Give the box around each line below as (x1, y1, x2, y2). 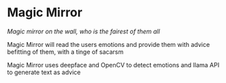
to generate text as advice (7, 68, 81, 76)
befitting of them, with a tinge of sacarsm (7, 48, 124, 56)
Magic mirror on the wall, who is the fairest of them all (7, 27, 160, 35)
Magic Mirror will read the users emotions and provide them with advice (7, 40, 210, 48)
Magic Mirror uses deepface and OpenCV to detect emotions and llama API (7, 61, 220, 69)
